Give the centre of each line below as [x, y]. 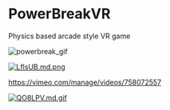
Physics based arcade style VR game [69, 36]
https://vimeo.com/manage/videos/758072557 [85, 82]
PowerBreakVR [59, 14]
